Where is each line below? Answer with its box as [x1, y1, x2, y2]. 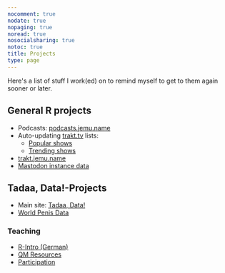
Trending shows [28, 146, 76, 155]
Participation [17, 257, 56, 266]
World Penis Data [17, 208, 69, 217]
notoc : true [7, 43, 43, 51]
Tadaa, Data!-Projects [7, 182, 107, 194]
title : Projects [7, 51, 56, 58]
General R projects [7, 105, 91, 117]
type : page [7, 57, 40, 64]
